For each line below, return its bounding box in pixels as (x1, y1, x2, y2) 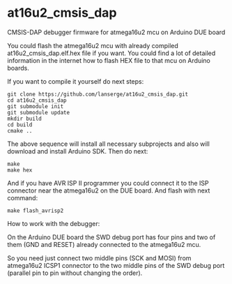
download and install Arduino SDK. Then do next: (7, 147, 148, 155)
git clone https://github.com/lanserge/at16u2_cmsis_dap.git (7, 91, 189, 98)
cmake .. (7, 127, 33, 134)
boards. (7, 63, 29, 72)
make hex (7, 166, 33, 174)
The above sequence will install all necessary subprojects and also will (7, 140, 210, 148)
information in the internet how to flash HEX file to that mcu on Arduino (7, 56, 210, 64)
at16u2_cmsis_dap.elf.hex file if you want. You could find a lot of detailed (7, 49, 216, 57)
